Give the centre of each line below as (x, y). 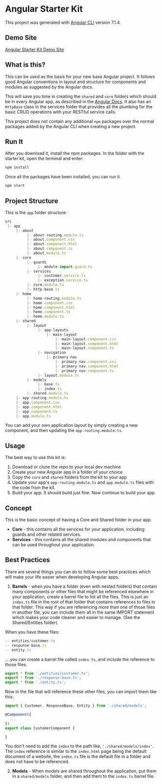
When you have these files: (32, 632)
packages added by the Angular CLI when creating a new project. (71, 126)
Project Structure (32, 201)
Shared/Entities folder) (35, 622)
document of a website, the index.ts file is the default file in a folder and (78, 757)
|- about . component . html (52, 244)
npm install (17, 167)
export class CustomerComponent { (40, 728)
